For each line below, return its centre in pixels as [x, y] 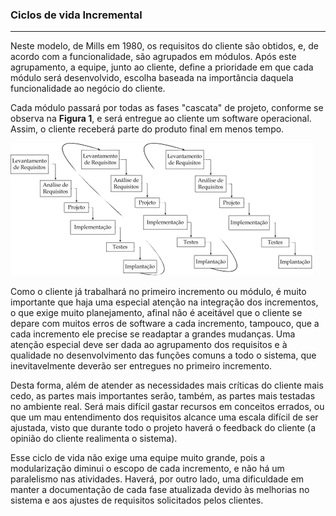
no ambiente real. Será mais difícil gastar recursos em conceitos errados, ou [167, 407]
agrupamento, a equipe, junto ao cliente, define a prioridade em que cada [162, 67]
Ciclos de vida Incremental [76, 15]
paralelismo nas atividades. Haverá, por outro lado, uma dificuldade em [157, 479]
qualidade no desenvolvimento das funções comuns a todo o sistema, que [163, 355]
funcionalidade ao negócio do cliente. [88, 89]
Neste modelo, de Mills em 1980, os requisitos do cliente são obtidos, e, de [164, 46]
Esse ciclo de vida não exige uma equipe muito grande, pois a [138, 458]
